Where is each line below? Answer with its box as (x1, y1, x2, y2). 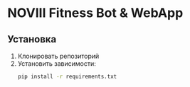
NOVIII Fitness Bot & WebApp (7, 5, 184, 21)
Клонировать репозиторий (17, 52, 100, 60)
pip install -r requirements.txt (17, 73, 117, 80)
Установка (7, 33, 57, 45)
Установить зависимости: (17, 59, 96, 68)
